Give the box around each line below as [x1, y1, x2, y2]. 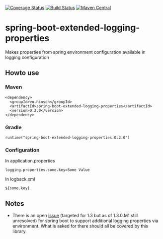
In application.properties [5, 158, 56, 164]
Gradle [5, 124, 22, 131]
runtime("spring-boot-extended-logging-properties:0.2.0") [5, 135, 130, 140]
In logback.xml [5, 176, 35, 182]
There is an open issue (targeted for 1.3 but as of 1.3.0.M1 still [12, 213, 138, 219]
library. [12, 229, 27, 235]
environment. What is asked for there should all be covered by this [12, 223, 149, 229]
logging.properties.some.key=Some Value [5, 167, 90, 172]
